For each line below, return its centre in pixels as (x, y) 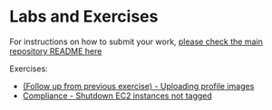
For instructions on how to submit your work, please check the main (136, 41)
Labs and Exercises (84, 17)
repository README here (56, 50)
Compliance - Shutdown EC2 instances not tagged (117, 96)
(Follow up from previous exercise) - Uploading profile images (138, 86)
